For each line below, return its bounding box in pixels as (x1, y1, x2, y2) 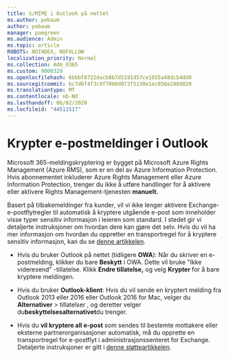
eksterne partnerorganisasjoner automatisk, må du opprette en (16, 328, 195, 337)
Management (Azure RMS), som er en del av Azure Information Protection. (7, 166, 218, 174)
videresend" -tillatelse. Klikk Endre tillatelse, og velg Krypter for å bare (16, 265, 220, 273)
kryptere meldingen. (16, 272, 75, 280)
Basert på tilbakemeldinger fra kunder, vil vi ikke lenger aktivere (7, 201, 187, 209)
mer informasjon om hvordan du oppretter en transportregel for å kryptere (7, 230, 217, 238)
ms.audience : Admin (7, 36, 63, 43)
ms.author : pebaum (7, 16, 60, 23)
